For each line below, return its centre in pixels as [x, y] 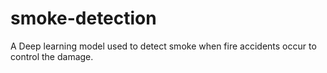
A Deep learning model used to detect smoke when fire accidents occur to [163, 46]
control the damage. [52, 56]
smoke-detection [83, 18]
